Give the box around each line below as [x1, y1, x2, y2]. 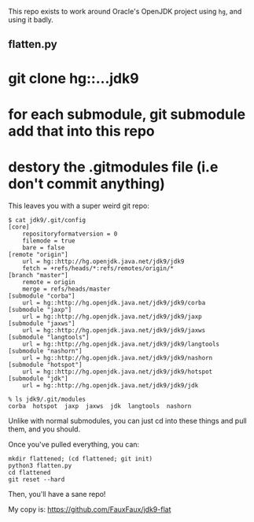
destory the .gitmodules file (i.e [8, 157, 219, 176]
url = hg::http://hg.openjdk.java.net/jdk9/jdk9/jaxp [22, 313, 202, 320]
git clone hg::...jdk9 [8, 69, 139, 87]
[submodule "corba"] [8, 291, 76, 300]
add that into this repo [8, 122, 155, 140]
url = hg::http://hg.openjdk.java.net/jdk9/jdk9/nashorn [22, 354, 213, 361]
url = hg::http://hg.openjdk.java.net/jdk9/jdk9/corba [22, 298, 206, 306]
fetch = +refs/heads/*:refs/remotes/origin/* [22, 264, 175, 272]
